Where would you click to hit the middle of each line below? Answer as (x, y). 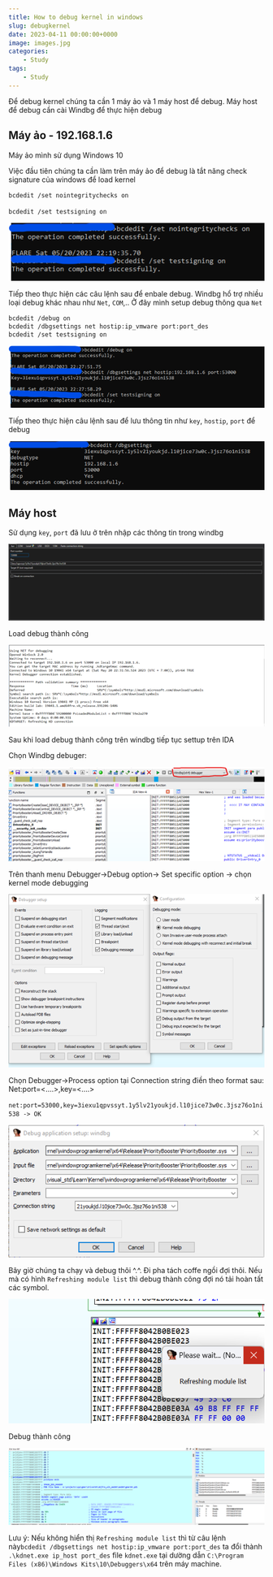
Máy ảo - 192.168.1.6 (61, 135)
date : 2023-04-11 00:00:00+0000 (63, 34)
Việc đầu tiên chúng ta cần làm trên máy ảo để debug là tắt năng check (128, 171)
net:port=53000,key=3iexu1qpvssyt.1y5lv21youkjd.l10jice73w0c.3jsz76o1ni (136, 1105)
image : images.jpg (39, 43)
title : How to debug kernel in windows (76, 17)
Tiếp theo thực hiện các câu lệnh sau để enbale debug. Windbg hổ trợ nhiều (136, 293)
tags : (17, 69)
